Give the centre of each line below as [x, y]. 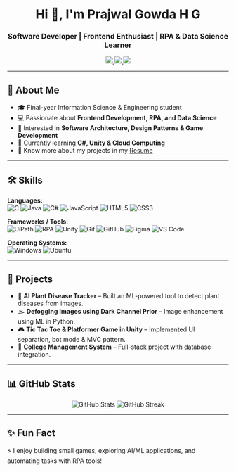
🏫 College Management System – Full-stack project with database [114, 347]
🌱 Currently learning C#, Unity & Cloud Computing [91, 143]
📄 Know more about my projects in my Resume [85, 151]
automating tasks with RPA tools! [54, 461]
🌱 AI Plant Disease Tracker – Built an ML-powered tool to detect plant [118, 295]
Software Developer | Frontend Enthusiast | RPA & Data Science [118, 37]
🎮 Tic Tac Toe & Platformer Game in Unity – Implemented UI [106, 329]
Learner [118, 45]
